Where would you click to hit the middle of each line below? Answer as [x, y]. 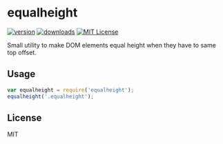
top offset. [22, 52]
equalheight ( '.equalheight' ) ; [51, 96]
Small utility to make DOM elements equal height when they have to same [111, 45]
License [25, 117]
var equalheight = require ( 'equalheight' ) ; [71, 90]
